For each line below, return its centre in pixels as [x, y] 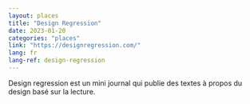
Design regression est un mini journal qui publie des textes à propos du [125, 83]
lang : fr [23, 53]
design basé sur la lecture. [52, 91]
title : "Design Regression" [55, 23]
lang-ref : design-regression [57, 61]
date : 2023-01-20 [37, 30]
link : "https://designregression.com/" [75, 46]
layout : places [34, 16]
